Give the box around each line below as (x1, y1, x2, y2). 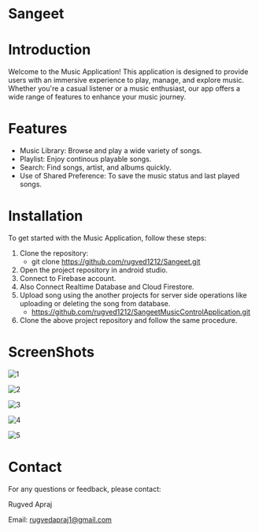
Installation (8, 207, 83, 225)
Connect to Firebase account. (19, 274, 117, 283)
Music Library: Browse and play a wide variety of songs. (19, 146, 202, 155)
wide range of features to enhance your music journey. (8, 92, 187, 102)
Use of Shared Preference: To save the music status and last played (19, 171, 240, 181)
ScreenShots (8, 343, 94, 362)
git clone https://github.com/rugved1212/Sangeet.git (31, 257, 201, 266)
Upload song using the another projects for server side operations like (19, 290, 247, 300)
